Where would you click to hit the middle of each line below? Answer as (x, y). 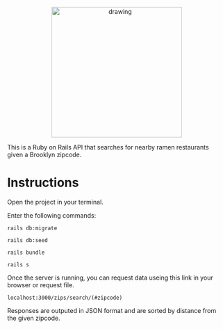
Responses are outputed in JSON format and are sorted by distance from (112, 310)
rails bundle (26, 252)
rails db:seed (28, 240)
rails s (18, 264)
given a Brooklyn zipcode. (44, 154)
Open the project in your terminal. (56, 202)
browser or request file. (41, 284)
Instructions (43, 183)
